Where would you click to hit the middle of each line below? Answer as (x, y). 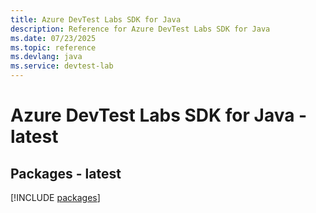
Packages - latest (66, 173)
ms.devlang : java (46, 57)
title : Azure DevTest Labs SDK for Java (96, 19)
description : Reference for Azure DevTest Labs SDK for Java (140, 29)
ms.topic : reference (53, 47)
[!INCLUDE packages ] (55, 197)
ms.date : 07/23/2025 (53, 38)
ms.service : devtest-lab (62, 66)
